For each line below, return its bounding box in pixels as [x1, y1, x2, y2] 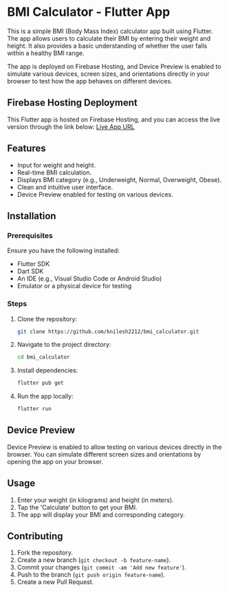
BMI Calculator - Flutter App [7, 4, 171, 20]
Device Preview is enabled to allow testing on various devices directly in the [7, 443, 222, 451]
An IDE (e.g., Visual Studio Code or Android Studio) [17, 274, 162, 283]
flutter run [17, 405, 52, 412]
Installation [7, 210, 56, 221]
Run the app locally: [17, 392, 74, 401]
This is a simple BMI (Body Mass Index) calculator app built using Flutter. [7, 27, 213, 35]
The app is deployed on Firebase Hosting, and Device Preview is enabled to [7, 62, 221, 70]
